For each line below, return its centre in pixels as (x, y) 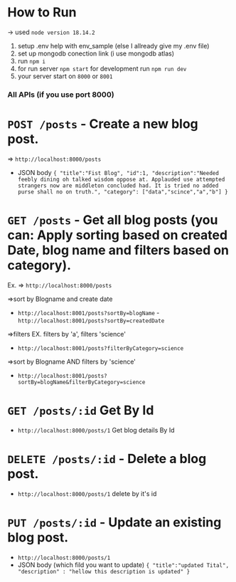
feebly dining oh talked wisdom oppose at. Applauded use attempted (121, 179)
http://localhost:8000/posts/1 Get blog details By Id (96, 430)
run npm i (32, 60)
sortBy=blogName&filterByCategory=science (81, 382)
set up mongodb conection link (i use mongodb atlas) (96, 53)
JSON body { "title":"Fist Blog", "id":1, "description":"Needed (118, 172)
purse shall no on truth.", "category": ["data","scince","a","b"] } (123, 192)
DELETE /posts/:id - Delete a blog (107, 459)
